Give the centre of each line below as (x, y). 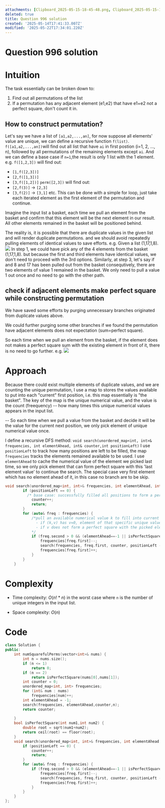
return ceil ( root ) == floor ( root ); (59, 733)
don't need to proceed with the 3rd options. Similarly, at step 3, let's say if (80, 260)
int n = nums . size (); (45, 659)
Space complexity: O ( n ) (36, 612)
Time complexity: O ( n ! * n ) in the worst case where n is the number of (82, 597)
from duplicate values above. (34, 316)
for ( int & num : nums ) (46, 691)
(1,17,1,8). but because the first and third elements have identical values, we (81, 254)
